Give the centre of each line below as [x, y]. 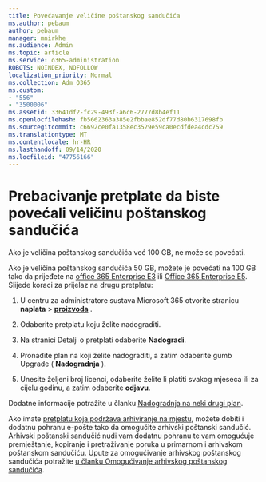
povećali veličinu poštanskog [107, 213]
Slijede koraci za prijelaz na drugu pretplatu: [81, 285]
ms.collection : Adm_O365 [50, 82]
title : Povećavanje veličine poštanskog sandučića [94, 16]
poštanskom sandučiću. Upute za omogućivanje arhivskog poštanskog [125, 453]
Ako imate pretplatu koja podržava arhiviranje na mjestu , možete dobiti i [126, 419]
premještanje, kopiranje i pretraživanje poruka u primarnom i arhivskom [125, 444]
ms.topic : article [39, 53]
